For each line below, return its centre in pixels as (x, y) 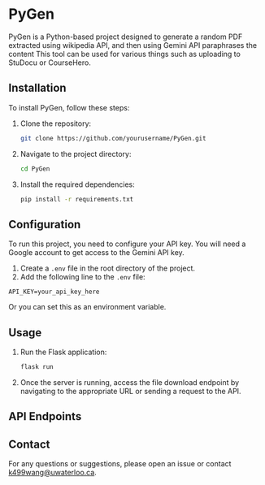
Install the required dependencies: (78, 184)
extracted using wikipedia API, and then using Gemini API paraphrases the (133, 45)
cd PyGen (35, 169)
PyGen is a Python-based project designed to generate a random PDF (126, 37)
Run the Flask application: (63, 352)
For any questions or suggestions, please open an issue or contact (120, 464)
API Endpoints (45, 416)
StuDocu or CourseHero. (50, 63)
